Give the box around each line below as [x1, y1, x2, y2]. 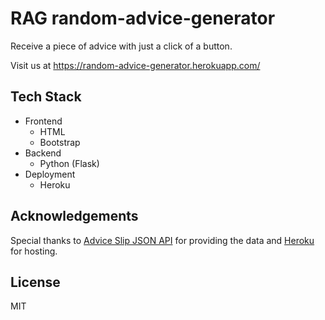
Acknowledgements [10, 208, 139, 225]
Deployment [24, 168, 76, 180]
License [10, 273, 61, 291]
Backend [24, 147, 62, 159]
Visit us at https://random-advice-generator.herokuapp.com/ [10, 59, 261, 71]
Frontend [24, 115, 63, 127]
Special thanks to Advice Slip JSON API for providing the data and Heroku [10, 234, 315, 246]
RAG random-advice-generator [10, 7, 276, 30]
